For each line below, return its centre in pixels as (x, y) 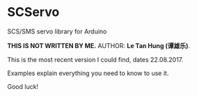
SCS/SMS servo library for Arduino (57, 31)
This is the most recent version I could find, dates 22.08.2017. (95, 59)
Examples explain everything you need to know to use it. (88, 73)
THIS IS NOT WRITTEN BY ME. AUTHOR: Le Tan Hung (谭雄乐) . (98, 45)
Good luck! (23, 86)
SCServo (33, 12)
